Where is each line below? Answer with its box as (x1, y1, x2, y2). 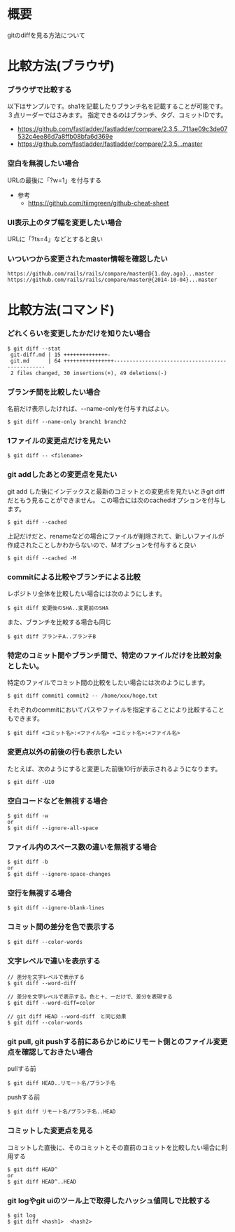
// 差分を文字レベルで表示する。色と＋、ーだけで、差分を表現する (7, 994, 173, 1001)
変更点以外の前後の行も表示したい (7, 747, 122, 757)
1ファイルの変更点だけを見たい (7, 436, 111, 446)
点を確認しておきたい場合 (7, 1047, 93, 1057)
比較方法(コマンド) (7, 302, 115, 318)
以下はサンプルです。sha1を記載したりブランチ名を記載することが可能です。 (7, 102, 227, 111)
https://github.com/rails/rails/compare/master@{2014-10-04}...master (7, 276, 218, 284)
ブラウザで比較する (7, 85, 72, 95)
